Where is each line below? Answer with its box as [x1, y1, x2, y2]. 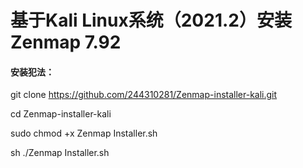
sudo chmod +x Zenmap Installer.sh [10, 127, 158, 140]
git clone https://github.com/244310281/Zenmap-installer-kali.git [10, 89, 278, 101]
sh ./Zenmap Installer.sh [10, 147, 110, 159]
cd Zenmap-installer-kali [10, 108, 112, 120]
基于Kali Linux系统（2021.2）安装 [10, 9, 292, 32]
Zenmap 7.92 [10, 31, 122, 54]
